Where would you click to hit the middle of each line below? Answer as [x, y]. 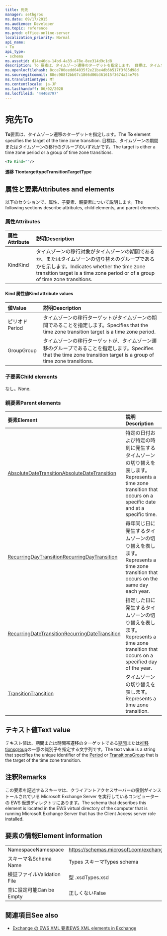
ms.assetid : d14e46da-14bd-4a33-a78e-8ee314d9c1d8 [59, 61]
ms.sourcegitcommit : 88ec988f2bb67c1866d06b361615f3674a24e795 [72, 75]
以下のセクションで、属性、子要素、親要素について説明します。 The [74, 202]
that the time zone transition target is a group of [98, 355]
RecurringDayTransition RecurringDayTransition [63, 557]
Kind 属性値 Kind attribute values [39, 293]
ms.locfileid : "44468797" [32, 93]
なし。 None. [18, 389]
